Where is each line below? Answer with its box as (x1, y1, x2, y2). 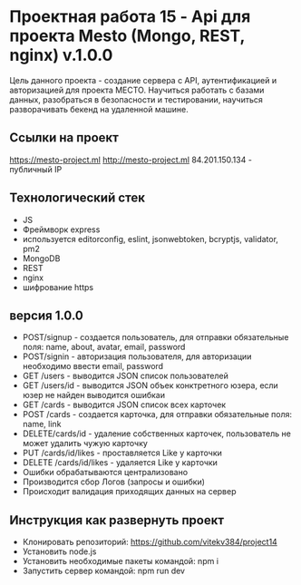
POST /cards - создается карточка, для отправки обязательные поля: (22, 409, 293, 420)
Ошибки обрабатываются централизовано (22, 467, 189, 478)
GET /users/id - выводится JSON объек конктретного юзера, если (22, 380, 278, 391)
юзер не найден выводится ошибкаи (22, 390, 166, 401)
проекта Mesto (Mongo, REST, (9, 25, 246, 46)
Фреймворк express (22, 224, 101, 235)
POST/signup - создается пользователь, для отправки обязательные (22, 332, 289, 343)
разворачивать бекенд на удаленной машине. (9, 103, 189, 114)
